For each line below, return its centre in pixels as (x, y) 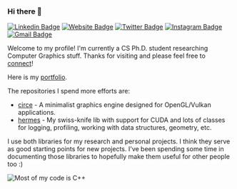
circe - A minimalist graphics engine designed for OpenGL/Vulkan (115, 105)
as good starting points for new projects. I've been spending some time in (116, 149)
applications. (36, 113)
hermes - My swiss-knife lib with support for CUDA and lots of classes (121, 120)
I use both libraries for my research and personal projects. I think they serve (119, 141)
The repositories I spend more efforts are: (69, 91)
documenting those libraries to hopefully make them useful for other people (119, 157)
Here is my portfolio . (37, 77)
